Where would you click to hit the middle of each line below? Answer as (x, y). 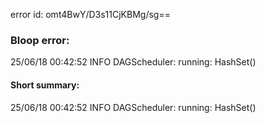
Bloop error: (40, 40)
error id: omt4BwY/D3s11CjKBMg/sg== (90, 14)
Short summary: (45, 85)
